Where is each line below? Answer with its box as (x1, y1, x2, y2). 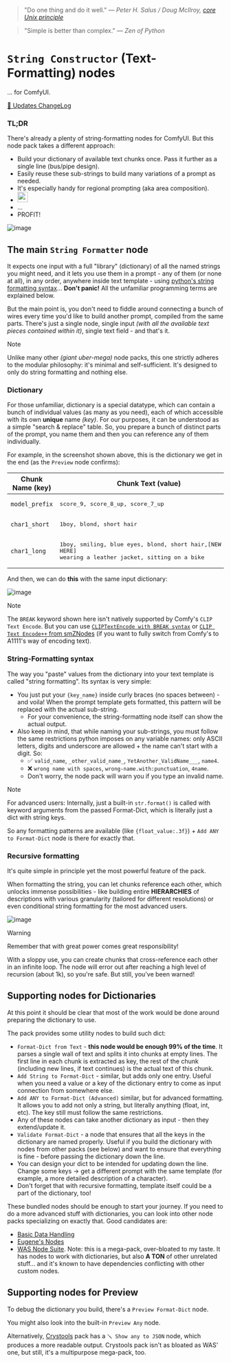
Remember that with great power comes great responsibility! (7, 942, 179, 950)
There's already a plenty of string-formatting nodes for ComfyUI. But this (7, 134, 214, 143)
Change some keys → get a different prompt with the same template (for (16, 1167, 222, 1175)
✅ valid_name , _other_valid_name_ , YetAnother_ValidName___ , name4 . (27, 756, 219, 764)
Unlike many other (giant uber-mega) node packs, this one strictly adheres (7, 353, 219, 362)
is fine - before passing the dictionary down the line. (16, 1152, 166, 1160)
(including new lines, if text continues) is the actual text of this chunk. (16, 1064, 214, 1072)
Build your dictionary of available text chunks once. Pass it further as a (16, 155, 218, 163)
